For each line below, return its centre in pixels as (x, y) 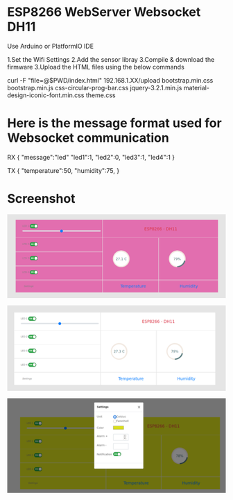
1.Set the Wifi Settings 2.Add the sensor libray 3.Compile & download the (111, 59)
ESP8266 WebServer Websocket (104, 12)
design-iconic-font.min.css (46, 95)
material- (197, 87)
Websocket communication (88, 138)
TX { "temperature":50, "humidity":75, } (63, 170)
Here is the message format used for (114, 123)
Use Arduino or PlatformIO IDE (51, 46)
